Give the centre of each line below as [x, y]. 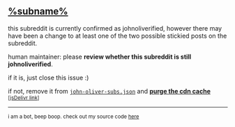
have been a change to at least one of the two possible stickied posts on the [117, 36]
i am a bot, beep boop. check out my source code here [74, 117]
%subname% [38, 12]
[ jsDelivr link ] [24, 98]
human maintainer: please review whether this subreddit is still [100, 57]
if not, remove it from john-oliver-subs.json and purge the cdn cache [109, 91]
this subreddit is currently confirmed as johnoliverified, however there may [115, 28]
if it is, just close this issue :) [48, 77]
